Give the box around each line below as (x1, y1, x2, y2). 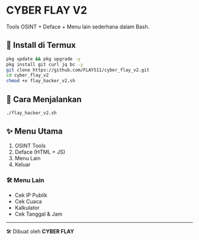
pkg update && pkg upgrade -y (6, 56, 81, 62)
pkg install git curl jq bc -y (6, 61, 84, 67)
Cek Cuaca (14, 197, 43, 205)
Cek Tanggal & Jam (14, 210, 63, 218)
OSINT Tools (14, 142, 46, 149)
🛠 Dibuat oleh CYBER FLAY (6, 228, 75, 235)
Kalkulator (14, 204, 40, 211)
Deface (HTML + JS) (14, 148, 66, 155)
